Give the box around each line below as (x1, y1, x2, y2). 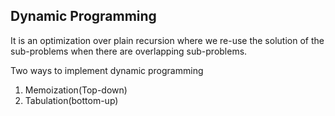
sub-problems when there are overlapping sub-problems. (10, 45, 248, 57)
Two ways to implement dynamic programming (10, 64, 204, 76)
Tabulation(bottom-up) (24, 94, 119, 106)
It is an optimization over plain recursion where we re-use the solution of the (10, 34, 325, 46)
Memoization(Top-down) (24, 84, 128, 96)
